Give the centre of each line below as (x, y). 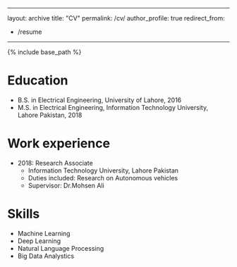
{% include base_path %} (44, 52)
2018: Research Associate (55, 163)
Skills (24, 214)
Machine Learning (44, 233)
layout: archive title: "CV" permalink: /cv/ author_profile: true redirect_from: (116, 18)
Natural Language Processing (61, 248)
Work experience (59, 143)
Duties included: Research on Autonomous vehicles (103, 178)
